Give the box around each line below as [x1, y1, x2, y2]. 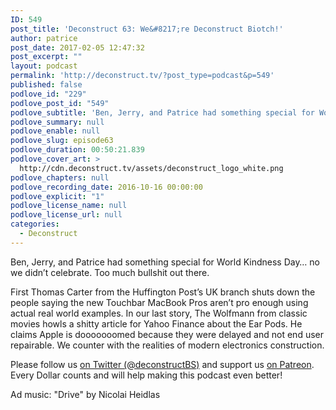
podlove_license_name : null [10, 201, 128, 211]
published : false [10, 80, 83, 90]
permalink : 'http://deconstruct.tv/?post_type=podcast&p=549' [10, 71, 275, 81]
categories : [10, 219, 60, 230]
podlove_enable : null [10, 126, 101, 136]
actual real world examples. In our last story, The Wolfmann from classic [10, 307, 308, 319]
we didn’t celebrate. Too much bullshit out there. [10, 266, 210, 278]
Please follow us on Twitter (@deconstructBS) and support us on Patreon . [10, 358, 315, 370]
